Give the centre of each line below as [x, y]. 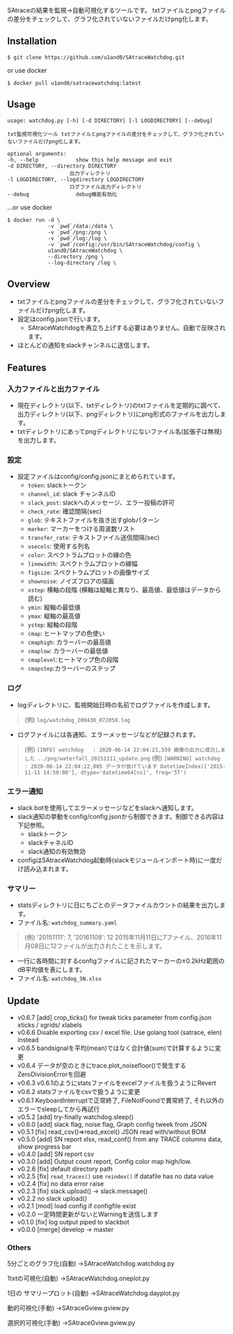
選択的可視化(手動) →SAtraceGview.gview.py [71, 1323]
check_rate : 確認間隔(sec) [65, 511]
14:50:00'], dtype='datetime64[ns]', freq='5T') [115, 772]
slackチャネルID [50, 843]
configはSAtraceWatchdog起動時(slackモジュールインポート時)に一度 [116, 860]
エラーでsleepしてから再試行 [58, 1109]
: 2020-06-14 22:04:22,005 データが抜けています [91, 766]
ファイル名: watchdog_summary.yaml [67, 922]
